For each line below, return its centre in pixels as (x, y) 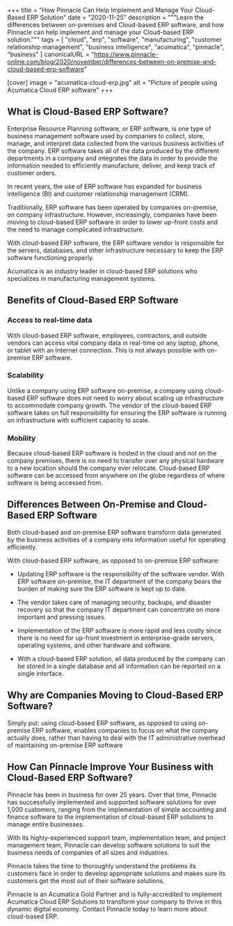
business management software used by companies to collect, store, (106, 136)
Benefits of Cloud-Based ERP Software (93, 301)
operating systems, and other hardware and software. (94, 645)
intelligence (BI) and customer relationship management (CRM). (98, 193)
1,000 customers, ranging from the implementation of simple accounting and (117, 809)
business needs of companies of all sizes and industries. (88, 852)
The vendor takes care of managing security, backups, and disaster (114, 602)
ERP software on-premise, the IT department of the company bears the (119, 581)
